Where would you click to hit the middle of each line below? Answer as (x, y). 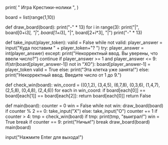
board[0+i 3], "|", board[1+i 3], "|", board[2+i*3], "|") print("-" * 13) (74, 32)
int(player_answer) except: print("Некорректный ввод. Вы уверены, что (81, 53)
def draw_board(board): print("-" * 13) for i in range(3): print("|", (72, 27)
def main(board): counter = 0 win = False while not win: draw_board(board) (85, 106)
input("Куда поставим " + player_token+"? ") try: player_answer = (75, 48)
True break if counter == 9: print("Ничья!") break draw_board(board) (78, 122)
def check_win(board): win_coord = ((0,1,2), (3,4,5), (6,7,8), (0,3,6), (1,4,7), (83, 85)
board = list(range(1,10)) (30, 17)
